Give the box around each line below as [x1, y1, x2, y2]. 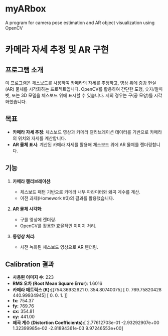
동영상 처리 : [12, 233, 36, 239]
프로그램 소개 [5, 66, 44, 74]
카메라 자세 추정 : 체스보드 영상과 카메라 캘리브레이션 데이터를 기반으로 [12, 129, 149, 135]
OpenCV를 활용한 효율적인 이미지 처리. [20, 223, 97, 229]
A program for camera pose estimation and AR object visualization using [5, 20, 154, 26]
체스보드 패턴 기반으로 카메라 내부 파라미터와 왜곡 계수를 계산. [20, 189, 140, 195]
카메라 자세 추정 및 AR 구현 [5, 44, 109, 56]
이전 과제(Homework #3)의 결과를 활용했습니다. [20, 195, 114, 201]
